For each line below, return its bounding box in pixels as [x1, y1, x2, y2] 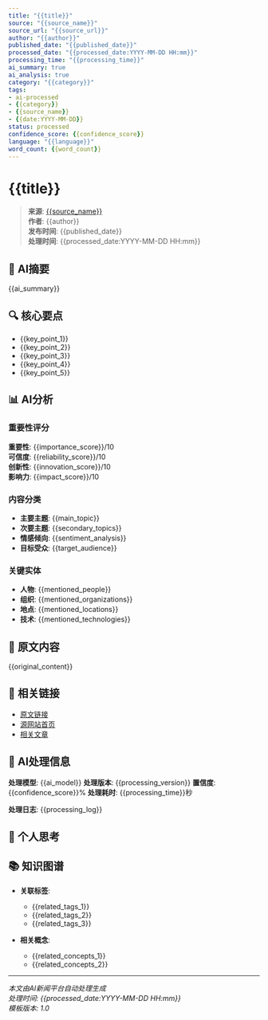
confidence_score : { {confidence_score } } [8, 130, 145, 138]
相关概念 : [19, 935, 50, 944]
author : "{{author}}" [8, 33, 81, 42]
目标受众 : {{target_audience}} [19, 543, 117, 552]
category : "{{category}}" [8, 78, 94, 86]
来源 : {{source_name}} [27, 206, 103, 216]
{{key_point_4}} [19, 359, 71, 369]
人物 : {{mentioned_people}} [19, 585, 112, 594]
